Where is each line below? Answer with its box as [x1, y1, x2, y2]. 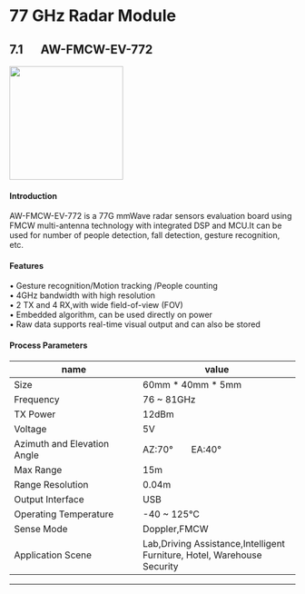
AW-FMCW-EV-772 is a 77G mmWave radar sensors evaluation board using [9, 211, 292, 222]
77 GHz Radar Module [9, 5, 177, 26]
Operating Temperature [14, 508, 114, 520]
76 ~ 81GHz [142, 392, 196, 405]
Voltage [14, 422, 47, 435]
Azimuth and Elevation [14, 437, 110, 450]
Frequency [14, 392, 60, 405]
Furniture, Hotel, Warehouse [142, 549, 262, 561]
